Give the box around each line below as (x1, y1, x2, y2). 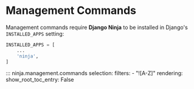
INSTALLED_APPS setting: (5, 30, 64, 37)
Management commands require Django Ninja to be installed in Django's (5, 24, 188, 31)
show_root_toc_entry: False (5, 76, 74, 84)
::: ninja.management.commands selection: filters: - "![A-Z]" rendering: (5, 70, 183, 77)
